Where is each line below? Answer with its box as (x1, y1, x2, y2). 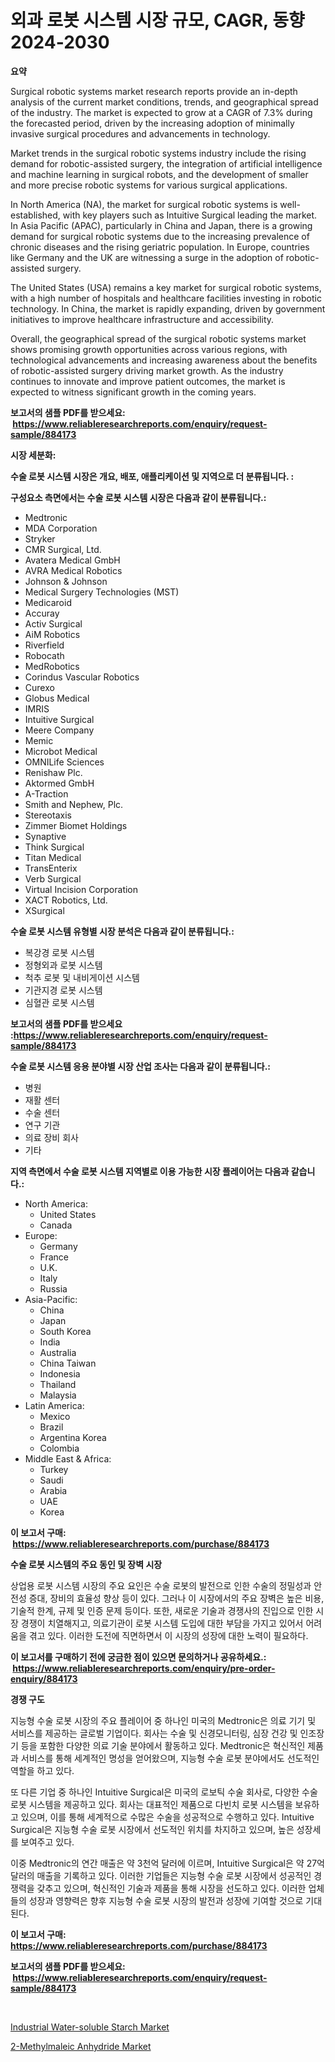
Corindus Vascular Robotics (24, 671, 140, 683)
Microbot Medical (24, 745, 98, 757)
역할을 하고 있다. (10, 1764, 75, 1776)
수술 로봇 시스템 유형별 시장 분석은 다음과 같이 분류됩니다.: (10, 925, 235, 937)
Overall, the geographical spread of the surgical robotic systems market (10, 332, 307, 345)
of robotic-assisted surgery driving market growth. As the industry (10, 364, 284, 376)
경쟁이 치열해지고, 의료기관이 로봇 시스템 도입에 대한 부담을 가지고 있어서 (20, 1617, 304, 1629)
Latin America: (24, 1399, 85, 1411)
